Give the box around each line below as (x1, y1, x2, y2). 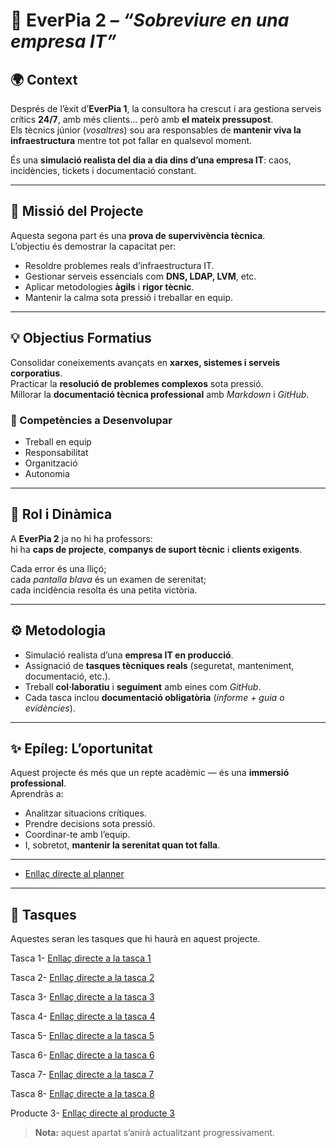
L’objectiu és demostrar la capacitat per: (10, 240, 177, 252)
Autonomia (24, 467, 70, 479)
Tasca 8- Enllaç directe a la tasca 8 (10, 1088, 155, 1100)
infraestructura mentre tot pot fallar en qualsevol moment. (10, 135, 253, 146)
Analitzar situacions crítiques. (24, 807, 147, 819)
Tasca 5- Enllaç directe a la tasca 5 (10, 1030, 155, 1042)
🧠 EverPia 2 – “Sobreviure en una (10, 9, 290, 32)
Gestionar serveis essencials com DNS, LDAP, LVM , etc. (24, 270, 257, 282)
